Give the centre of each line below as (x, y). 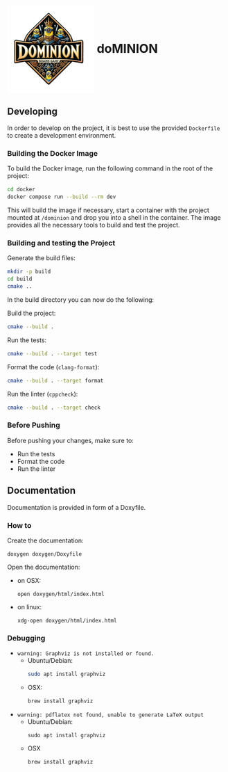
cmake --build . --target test (52, 353)
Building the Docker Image (53, 153)
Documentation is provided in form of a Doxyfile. (77, 507)
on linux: (29, 606)
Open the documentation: (44, 567)
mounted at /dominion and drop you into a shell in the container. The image (114, 218)
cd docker (21, 190)
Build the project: (32, 313)
